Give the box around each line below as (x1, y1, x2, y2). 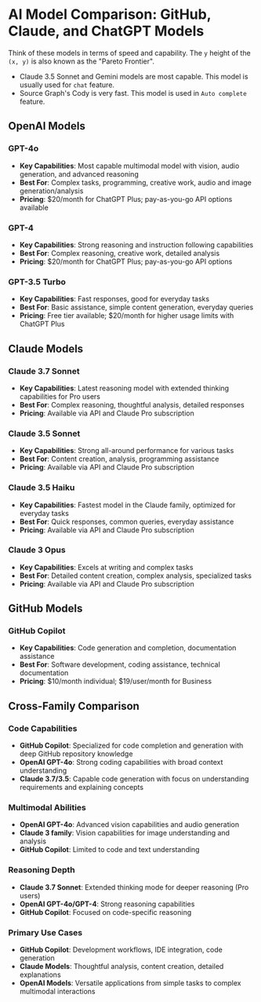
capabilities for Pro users (19, 391, 100, 401)
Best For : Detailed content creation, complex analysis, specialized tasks (19, 571, 252, 580)
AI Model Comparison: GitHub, (8, 5, 212, 24)
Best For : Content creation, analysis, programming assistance (19, 454, 219, 464)
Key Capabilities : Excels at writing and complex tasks (19, 562, 194, 572)
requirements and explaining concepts (19, 783, 143, 792)
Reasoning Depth (8, 865, 76, 876)
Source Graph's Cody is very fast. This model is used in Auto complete (19, 88, 247, 97)
